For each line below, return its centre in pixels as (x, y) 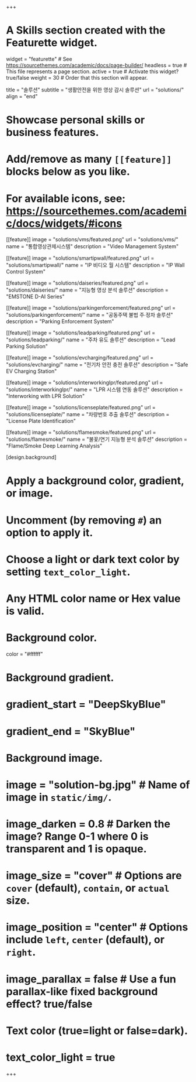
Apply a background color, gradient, (95, 481)
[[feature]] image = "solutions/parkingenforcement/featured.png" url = (91, 308)
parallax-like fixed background (82, 992)
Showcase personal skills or (76, 120)
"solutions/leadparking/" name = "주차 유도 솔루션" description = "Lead (91, 340)
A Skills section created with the (86, 30)
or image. (30, 493)
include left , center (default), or (85, 940)
